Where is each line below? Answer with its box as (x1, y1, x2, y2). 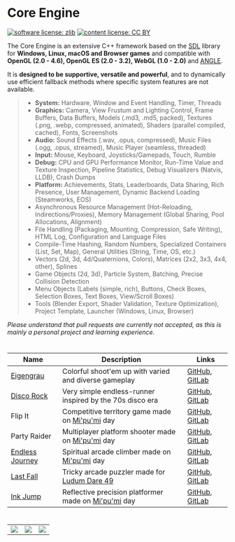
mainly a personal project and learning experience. (7, 328, 155, 336)
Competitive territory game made (62, 407, 171, 417)
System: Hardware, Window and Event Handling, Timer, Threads (34, 98, 222, 106)
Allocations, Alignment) (34, 217, 103, 225)
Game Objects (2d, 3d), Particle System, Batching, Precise (34, 270, 204, 278)
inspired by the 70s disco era (62, 396, 159, 405)
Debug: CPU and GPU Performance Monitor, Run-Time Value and (34, 158, 224, 166)
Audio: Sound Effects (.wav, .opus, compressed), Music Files (34, 135, 212, 144)
